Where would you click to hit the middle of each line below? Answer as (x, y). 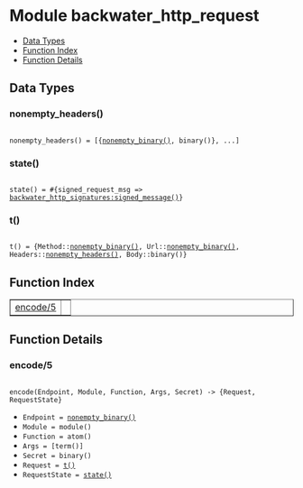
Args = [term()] (53, 446)
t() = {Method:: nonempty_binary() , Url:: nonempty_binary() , (125, 247)
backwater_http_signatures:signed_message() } (96, 198)
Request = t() (49, 465)
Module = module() (57, 427)
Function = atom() (57, 437)
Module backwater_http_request (134, 16)
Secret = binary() (57, 456)
